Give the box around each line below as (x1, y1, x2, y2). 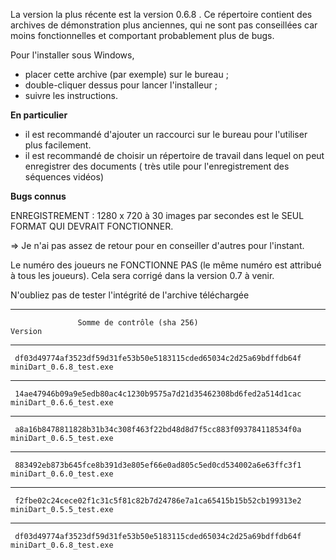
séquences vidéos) (24, 171, 105, 183)
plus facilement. (24, 139, 92, 151)
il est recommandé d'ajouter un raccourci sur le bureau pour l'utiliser (24, 129, 308, 140)
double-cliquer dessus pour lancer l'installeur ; (24, 79, 218, 91)
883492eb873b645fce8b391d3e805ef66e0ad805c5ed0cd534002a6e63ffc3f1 (14, 460, 302, 470)
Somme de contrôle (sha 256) (77, 318, 199, 328)
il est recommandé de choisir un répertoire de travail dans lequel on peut (24, 150, 325, 161)
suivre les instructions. (24, 90, 118, 101)
